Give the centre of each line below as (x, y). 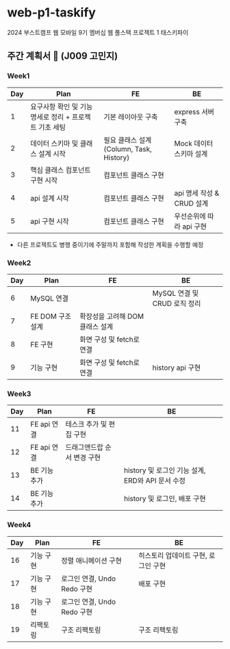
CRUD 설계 (191, 203)
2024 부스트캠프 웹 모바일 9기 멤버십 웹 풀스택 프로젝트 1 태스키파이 (98, 32)
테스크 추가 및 (86, 424)
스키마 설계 (191, 153)
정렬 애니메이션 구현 (91, 561)
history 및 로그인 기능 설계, (165, 470)
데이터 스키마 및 (54, 143)
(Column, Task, (128, 149)
